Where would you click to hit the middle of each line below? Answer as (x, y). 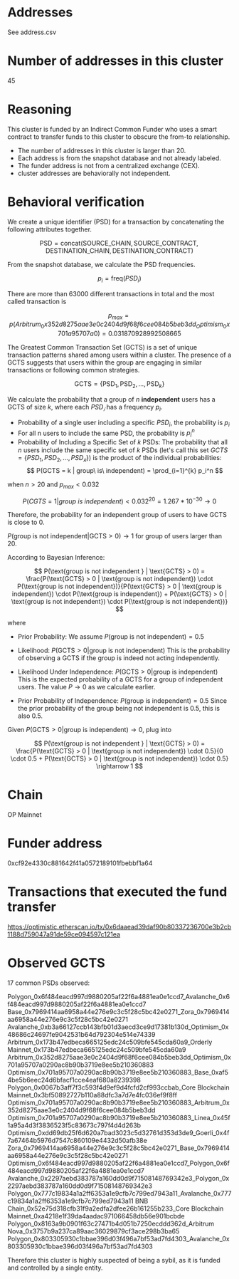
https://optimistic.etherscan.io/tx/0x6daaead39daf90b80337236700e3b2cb (119, 927)
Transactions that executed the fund (117, 892)
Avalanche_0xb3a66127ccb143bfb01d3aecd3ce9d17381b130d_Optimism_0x (118, 1027)
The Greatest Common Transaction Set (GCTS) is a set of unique (102, 348)
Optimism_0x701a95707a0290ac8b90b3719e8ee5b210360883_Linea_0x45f (119, 1117)
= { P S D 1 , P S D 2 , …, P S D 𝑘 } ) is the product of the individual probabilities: (119, 458)
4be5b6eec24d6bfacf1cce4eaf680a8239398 (74, 1080)
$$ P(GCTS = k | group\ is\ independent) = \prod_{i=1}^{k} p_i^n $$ (125, 470)
